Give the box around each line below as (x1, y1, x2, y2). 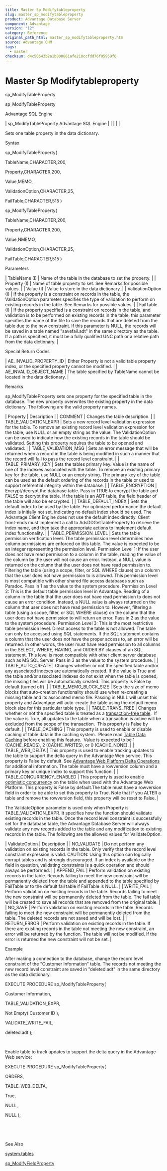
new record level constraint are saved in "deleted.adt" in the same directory (5, 966, 160, 973)
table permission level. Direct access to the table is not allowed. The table (5, 625, 156, 631)
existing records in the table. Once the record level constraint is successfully (5, 815, 162, 821)
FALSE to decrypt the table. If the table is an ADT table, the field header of (5, 493, 157, 499)
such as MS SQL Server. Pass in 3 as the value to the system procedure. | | (5, 657, 159, 663)
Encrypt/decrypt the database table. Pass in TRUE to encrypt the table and (5, 488, 158, 494)
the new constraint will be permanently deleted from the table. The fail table (5, 894, 161, 900)
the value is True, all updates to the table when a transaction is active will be (5, 716, 162, 722)
